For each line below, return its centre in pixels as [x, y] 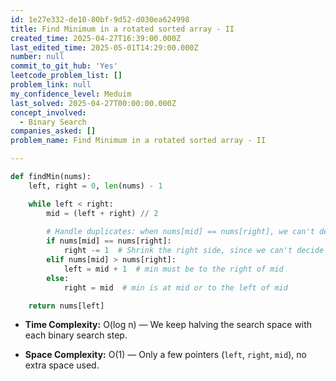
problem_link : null [51, 85]
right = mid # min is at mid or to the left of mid [175, 287]
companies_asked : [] [53, 131]
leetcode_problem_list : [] [66, 76]
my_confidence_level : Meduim [71, 94]
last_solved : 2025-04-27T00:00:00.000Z [93, 103]
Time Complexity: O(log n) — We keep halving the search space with [168, 325]
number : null [37, 57]
